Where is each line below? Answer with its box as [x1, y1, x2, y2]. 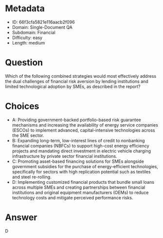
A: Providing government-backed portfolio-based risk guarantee [12, 117, 141, 123]
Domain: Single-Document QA [12, 24, 73, 30]
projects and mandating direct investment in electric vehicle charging [12, 148, 151, 154]
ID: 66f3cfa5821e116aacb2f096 [12, 19, 75, 25]
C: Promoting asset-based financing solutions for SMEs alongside [12, 158, 145, 164]
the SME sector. [12, 132, 44, 138]
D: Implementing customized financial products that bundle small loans [12, 179, 155, 185]
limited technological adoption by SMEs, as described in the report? [5, 84, 141, 89]
